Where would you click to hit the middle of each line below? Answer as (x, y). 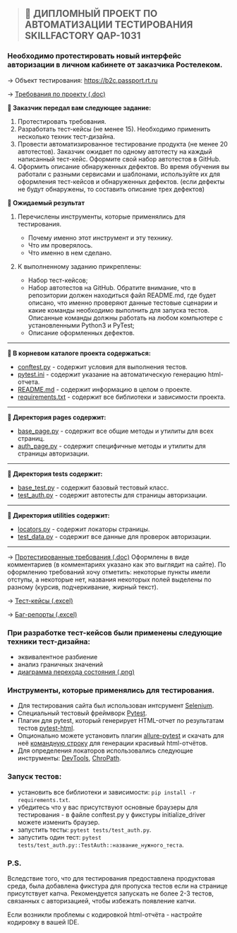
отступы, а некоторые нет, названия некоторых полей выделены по (109, 579)
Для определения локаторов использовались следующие (105, 751)
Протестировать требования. (62, 121)
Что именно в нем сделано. (70, 253)
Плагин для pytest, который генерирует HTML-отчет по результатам (121, 721)
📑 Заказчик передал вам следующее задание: (79, 108)
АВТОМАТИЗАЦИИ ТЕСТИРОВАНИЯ (109, 25)
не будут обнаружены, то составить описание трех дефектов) (111, 189)
